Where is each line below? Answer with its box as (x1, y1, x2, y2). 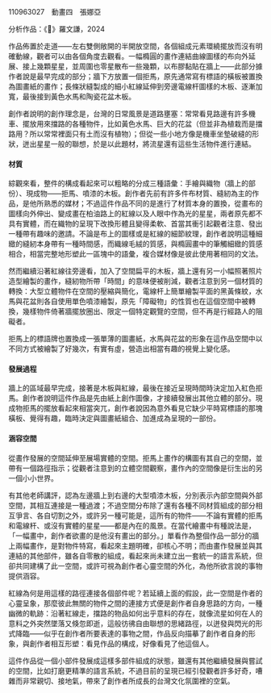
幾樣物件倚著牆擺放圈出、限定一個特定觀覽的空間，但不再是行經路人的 (22, 307, 256, 316)
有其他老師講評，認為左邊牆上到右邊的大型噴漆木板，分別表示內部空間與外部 (8, 491, 263, 500)
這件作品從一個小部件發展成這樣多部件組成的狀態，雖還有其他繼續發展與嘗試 (8, 656, 263, 666)
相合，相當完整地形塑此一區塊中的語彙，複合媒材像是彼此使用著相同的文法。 (8, 249, 263, 259)
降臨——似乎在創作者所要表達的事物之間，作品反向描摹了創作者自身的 (15, 628, 248, 638)
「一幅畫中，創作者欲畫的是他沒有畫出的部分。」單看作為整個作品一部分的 (8, 531, 252, 541)
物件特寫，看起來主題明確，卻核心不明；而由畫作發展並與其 (64, 541, 263, 550)
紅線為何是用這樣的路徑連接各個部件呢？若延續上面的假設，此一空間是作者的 (8, 588, 263, 598)
